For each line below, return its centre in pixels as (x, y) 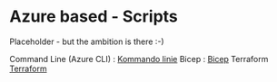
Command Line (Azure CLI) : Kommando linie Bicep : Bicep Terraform (139, 59)
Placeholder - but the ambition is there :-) (87, 41)
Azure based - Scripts (94, 17)
